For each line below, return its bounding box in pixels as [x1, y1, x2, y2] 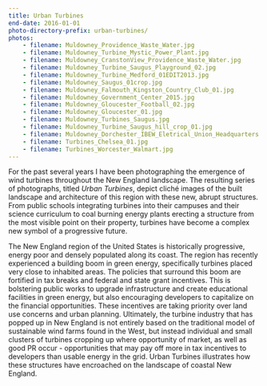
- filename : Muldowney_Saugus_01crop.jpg [22, 78, 162, 86]
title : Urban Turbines [8, 11, 84, 20]
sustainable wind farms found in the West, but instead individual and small [8, 326, 253, 336]
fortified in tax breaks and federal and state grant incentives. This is [8, 276, 231, 286]
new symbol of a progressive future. [8, 226, 128, 236]
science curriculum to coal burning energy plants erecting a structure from [8, 209, 254, 219]
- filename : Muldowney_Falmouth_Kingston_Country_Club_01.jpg [22, 85, 234, 94]
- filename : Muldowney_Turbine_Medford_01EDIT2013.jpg [22, 71, 209, 79]
